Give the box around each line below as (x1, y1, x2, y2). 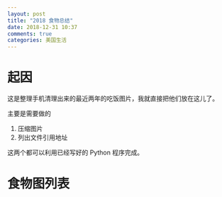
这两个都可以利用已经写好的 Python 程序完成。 (7, 148, 144, 157)
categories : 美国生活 (7, 37, 67, 44)
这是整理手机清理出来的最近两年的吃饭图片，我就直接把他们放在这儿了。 (7, 94, 218, 103)
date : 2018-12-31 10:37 (7, 23, 78, 30)
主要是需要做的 (7, 109, 51, 118)
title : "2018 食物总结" (7, 17, 73, 24)
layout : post (7, 10, 46, 18)
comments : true (7, 30, 52, 38)
